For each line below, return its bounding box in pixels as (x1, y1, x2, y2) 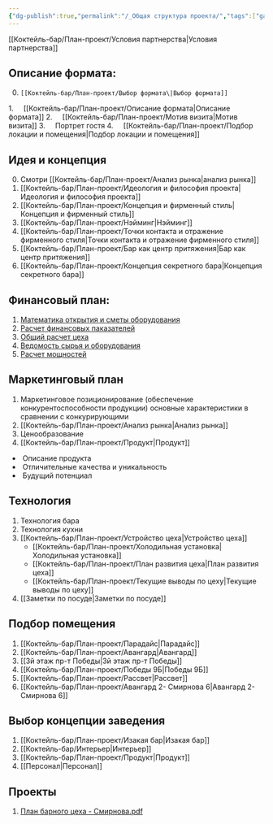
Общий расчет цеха (19, 332, 89, 342)
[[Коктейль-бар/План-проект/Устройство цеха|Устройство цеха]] (19, 533, 248, 543)
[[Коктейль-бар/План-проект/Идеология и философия (19, 184, 209, 193)
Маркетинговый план (8, 373, 124, 387)
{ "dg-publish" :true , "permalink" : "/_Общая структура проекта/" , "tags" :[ (8, 11, 256, 20)
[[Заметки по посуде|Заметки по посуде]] (19, 593, 167, 603)
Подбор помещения (8, 617, 116, 631)
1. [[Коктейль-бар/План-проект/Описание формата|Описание (8, 103, 231, 114)
